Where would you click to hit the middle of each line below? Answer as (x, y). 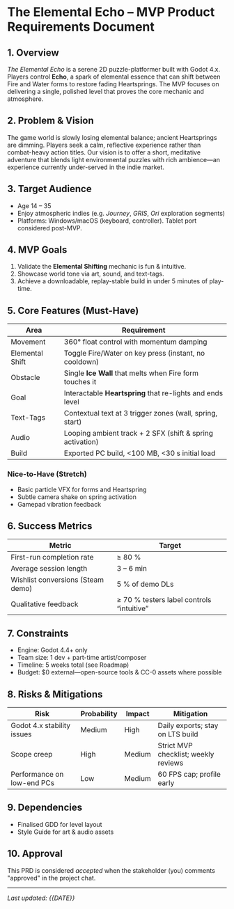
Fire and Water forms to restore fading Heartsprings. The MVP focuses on (113, 84)
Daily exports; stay (188, 725)
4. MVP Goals (37, 250)
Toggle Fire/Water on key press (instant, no (134, 354)
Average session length (49, 569)
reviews (171, 763)
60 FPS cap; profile (189, 774)
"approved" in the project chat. (52, 878)
